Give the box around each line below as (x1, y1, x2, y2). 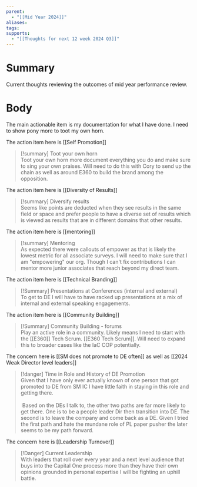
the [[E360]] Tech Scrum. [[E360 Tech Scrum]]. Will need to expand (20, 335, 186, 342)
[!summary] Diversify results (20, 198, 89, 205)
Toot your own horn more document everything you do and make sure (20, 156, 191, 163)
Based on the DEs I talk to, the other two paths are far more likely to (22, 402, 186, 409)
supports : (6, 31, 31, 37)
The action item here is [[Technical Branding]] (6, 276, 118, 283)
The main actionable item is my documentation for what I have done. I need (6, 121, 189, 128)
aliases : (6, 19, 28, 25)
